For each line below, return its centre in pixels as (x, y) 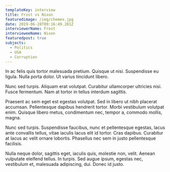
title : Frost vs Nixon (29, 15)
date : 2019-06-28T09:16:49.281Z (39, 24)
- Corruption (24, 57)
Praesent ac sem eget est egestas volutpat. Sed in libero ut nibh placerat (81, 102)
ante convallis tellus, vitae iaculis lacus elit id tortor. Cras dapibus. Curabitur (84, 133)
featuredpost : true (26, 38)
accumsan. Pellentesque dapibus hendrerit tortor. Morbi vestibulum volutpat (85, 107)
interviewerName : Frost (30, 29)
